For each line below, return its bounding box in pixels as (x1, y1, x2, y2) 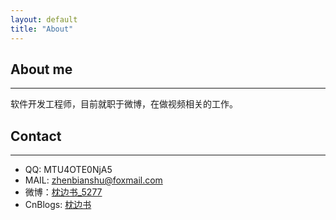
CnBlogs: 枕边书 (24, 199, 92, 211)
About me (10, 61, 73, 78)
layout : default (10, 14, 78, 25)
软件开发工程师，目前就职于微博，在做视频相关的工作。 (10, 98, 238, 110)
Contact (10, 127, 62, 145)
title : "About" (10, 24, 74, 34)
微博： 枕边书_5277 (24, 186, 103, 198)
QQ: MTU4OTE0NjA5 (24, 164, 113, 176)
